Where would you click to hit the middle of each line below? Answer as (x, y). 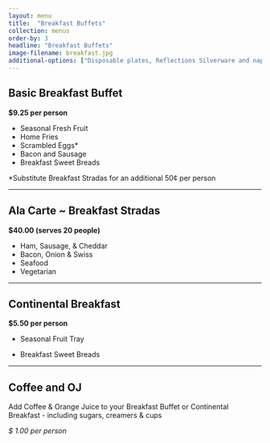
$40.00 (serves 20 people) (54, 230)
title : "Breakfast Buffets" (57, 23)
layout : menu (30, 16)
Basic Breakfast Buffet (65, 93)
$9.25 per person (38, 113)
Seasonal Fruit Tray (52, 339)
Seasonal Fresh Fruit (54, 128)
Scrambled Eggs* (49, 145)
